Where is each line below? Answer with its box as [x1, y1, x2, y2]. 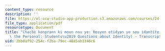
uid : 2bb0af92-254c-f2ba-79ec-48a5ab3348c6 [5, 39, 96, 44]
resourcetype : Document [5, 25, 54, 30]
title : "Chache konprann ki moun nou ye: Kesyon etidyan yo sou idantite [5, 30, 160, 34]
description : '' [5, 12, 38, 17]
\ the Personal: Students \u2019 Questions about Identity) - [9, 34, 137, 39]
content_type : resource [5, 7, 54, 12]
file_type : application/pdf [5, 20, 63, 26]
